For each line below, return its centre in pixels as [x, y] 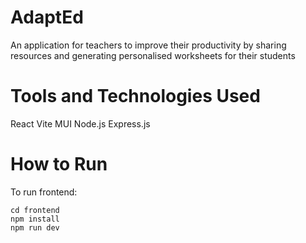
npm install [35, 219]
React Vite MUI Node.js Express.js [80, 123]
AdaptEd [47, 17]
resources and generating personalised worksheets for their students [153, 55]
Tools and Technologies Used [135, 96]
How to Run [59, 164]
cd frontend [35, 210]
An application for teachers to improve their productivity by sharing [148, 45]
